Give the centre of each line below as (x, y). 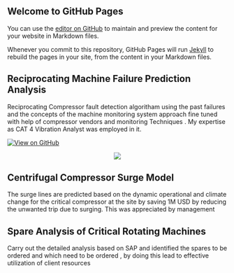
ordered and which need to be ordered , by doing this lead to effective (108, 255)
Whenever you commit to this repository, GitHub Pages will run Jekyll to (111, 49)
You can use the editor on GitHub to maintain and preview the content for (112, 28)
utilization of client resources (49, 263)
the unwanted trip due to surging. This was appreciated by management (111, 209)
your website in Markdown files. (53, 36)
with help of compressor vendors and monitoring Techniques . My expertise (116, 121)
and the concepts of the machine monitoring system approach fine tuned (112, 114)
